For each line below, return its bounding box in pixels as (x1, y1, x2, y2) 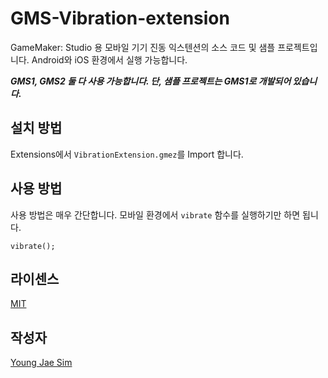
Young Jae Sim (10, 357, 73, 369)
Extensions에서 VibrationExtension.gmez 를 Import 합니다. (10, 148, 244, 160)
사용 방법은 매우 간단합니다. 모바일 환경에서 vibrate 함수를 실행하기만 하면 (10, 208, 301, 221)
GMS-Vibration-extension (10, 7, 230, 30)
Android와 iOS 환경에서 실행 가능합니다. (31, 53, 188, 66)
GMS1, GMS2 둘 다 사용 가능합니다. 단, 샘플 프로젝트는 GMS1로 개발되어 (10, 75, 292, 87)
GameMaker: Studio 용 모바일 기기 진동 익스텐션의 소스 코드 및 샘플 (10, 41, 276, 53)
